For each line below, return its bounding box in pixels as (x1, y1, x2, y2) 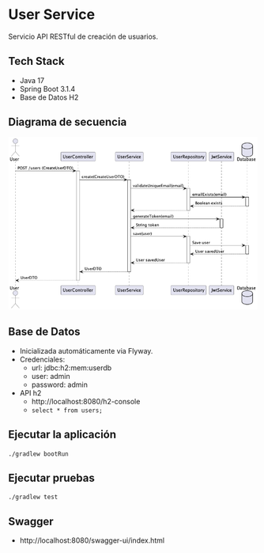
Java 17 (19, 75, 45, 85)
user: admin (31, 371, 71, 381)
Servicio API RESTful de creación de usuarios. (8, 32, 159, 41)
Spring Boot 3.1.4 (19, 84, 76, 93)
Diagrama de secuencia (8, 116, 127, 129)
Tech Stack (8, 55, 65, 68)
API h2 (19, 388, 42, 397)
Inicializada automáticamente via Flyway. (19, 346, 153, 355)
